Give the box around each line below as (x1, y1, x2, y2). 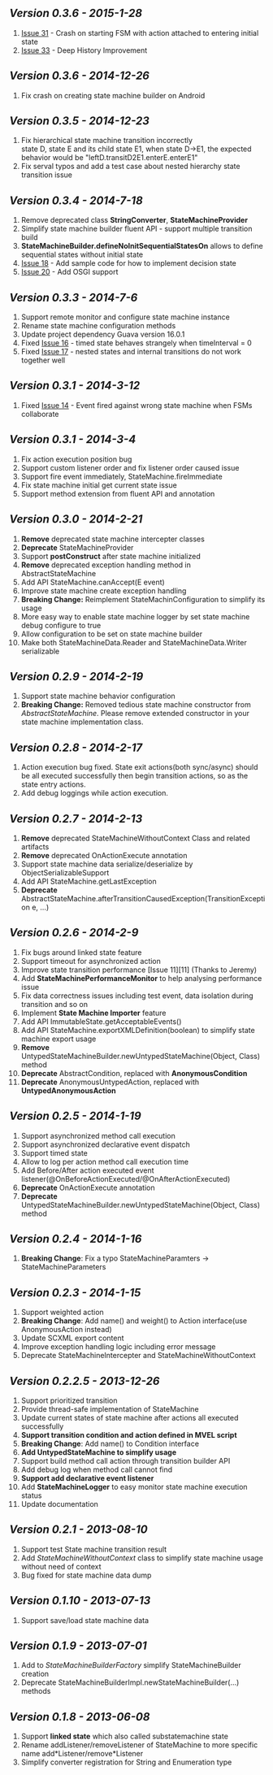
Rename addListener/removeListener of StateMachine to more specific (20, 1740, 258, 1750)
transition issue (20, 170, 72, 180)
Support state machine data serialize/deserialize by (20, 859, 193, 869)
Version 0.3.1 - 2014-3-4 (9, 432, 136, 446)
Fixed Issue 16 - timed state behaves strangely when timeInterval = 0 (20, 338, 253, 348)
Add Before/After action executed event (20, 1165, 154, 1175)
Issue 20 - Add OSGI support (20, 267, 119, 277)
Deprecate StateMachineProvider (20, 542, 134, 552)
